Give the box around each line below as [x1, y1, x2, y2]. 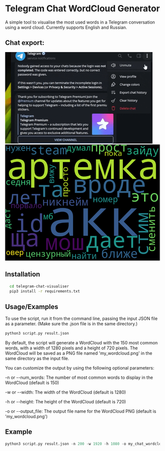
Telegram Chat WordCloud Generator [5, 3, 160, 14]
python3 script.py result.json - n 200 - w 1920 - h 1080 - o [5, 441, 126, 446]
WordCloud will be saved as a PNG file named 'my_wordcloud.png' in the [5, 350, 152, 356]
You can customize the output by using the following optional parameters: [5, 365, 155, 371]
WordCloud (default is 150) [5, 380, 59, 386]
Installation [5, 270, 40, 279]
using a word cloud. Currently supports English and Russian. [5, 24, 128, 30]
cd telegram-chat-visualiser [9, 283, 69, 289]
